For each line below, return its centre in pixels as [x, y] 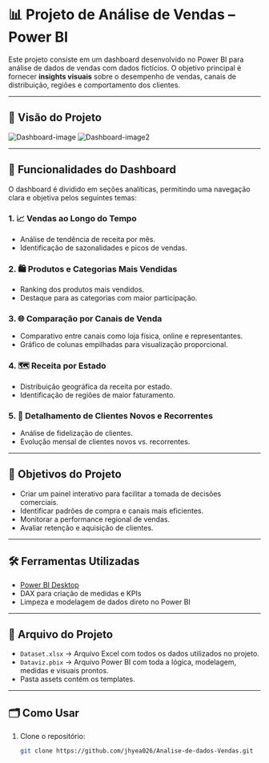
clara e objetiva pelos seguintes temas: [73, 197]
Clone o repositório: [52, 737]
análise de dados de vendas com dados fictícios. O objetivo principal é [125, 67]
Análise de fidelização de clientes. [76, 434]
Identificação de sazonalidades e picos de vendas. [104, 248]
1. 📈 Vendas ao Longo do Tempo [73, 219]
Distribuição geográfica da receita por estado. [96, 386]
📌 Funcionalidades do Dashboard [92, 170]
